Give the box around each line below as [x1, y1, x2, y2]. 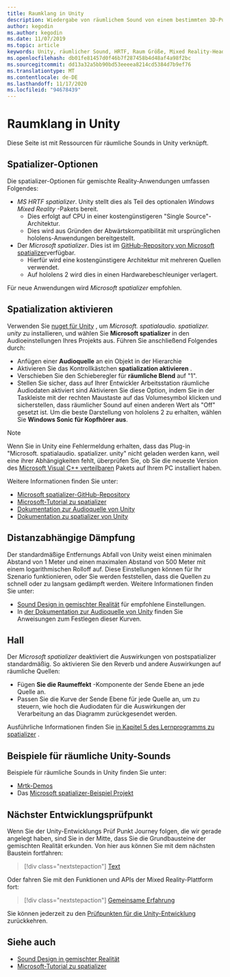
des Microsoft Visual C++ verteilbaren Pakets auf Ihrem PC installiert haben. [7, 464, 222, 472]
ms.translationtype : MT [7, 67, 75, 74]
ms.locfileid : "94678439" [7, 86, 81, 93]
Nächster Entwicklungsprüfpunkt [7, 809, 153, 821]
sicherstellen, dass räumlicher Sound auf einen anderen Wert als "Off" [16, 401, 216, 409]
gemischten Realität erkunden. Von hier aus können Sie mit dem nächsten [7, 841, 216, 849]
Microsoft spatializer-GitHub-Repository [16, 490, 130, 498]
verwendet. [27, 263, 60, 271]
